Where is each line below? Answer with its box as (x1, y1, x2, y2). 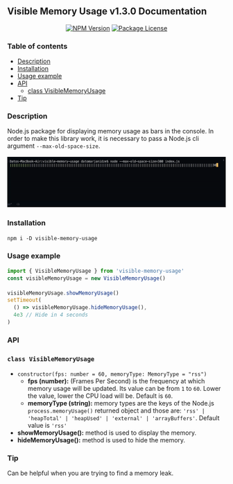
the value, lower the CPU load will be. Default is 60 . (27, 392, 173, 400)
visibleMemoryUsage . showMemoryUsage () (7, 290, 119, 297)
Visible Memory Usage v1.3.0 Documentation (7, 6, 207, 17)
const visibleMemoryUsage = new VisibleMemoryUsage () (7, 274, 166, 282)
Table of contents (7, 41, 68, 51)
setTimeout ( (7, 297, 42, 304)
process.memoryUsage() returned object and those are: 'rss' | (27, 406, 205, 415)
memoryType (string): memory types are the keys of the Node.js (27, 399, 215, 408)
